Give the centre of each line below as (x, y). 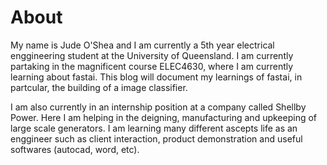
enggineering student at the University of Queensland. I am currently (152, 55)
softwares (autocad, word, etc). (75, 149)
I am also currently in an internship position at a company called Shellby (158, 107)
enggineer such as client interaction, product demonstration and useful (156, 138)
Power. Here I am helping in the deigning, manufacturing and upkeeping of (164, 117)
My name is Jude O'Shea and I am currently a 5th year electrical (142, 45)
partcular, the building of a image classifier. (99, 87)
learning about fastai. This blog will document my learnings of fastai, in (156, 77)
